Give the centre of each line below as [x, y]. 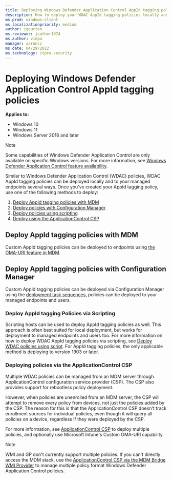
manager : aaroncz [24, 44]
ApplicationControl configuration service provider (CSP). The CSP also [80, 382]
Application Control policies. [35, 471]
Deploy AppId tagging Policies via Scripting [60, 313]
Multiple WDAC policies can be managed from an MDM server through [80, 376]
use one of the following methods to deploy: [52, 193]
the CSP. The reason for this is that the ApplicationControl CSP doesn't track [86, 408]
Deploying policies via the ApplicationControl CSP [69, 365]
